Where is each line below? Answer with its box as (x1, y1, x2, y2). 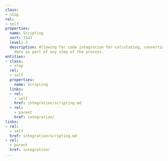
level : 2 (9, 40, 28, 45)
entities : (5, 54, 26, 59)
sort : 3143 (9, 36, 32, 41)
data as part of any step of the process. (14, 49, 104, 54)
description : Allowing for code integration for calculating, (9, 45, 142, 50)
